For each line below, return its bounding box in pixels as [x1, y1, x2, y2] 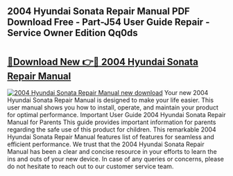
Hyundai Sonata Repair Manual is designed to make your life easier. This [7, 96, 214, 104]
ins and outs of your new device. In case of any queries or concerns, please [7, 155, 224, 163]
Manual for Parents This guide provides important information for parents [7, 118, 216, 126]
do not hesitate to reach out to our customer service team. [7, 162, 174, 170]
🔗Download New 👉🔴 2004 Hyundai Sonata [7, 55, 199, 68]
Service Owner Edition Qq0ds [7, 27, 139, 39]
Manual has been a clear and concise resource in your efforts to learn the [7, 148, 217, 155]
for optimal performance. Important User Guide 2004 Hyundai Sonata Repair [7, 111, 226, 118]
